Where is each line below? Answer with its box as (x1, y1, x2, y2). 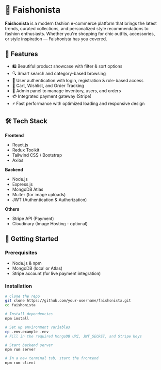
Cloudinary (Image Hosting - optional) (12, 220, 88, 226)
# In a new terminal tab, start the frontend (5, 356, 98, 361)
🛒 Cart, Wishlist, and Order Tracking (12, 83, 84, 88)
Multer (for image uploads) (12, 191, 66, 197)
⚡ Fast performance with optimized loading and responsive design (12, 101, 145, 106)
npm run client (5, 360, 36, 366)
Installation (5, 283, 32, 289)
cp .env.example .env (5, 329, 49, 334)
